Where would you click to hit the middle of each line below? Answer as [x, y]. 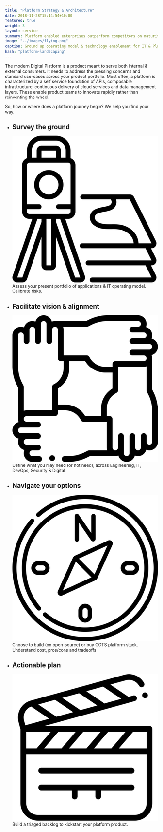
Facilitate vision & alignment [56, 306]
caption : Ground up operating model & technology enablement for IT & [78, 46]
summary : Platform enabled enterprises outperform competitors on [73, 36]
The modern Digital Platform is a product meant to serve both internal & [76, 66]
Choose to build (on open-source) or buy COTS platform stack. [75, 645]
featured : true [20, 20]
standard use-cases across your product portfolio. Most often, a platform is [80, 76]
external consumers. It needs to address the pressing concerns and [73, 71]
